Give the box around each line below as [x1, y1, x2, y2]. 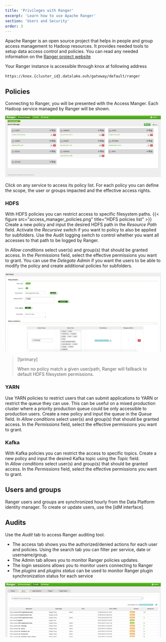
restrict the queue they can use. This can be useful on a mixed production [5, 400, 156, 406]
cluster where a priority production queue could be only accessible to [5, 406, 147, 411]
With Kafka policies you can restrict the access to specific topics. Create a [5, 450, 157, 456]
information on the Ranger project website [5, 54, 91, 59]
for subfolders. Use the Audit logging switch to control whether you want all [5, 232, 159, 238]
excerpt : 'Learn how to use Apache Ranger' [5, 13, 96, 18]
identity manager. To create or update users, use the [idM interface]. [5, 504, 145, 510]
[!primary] [17, 356, 38, 362]
